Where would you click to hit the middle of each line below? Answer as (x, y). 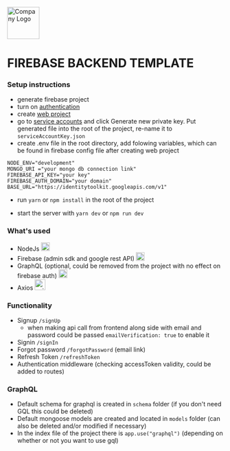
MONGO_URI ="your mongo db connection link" (72, 169)
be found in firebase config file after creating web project (98, 150)
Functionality (30, 305)
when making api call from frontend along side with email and (114, 328)
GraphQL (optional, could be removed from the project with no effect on (119, 266)
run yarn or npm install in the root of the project (85, 200)
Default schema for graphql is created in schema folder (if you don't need (119, 404)
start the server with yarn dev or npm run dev (80, 213)
